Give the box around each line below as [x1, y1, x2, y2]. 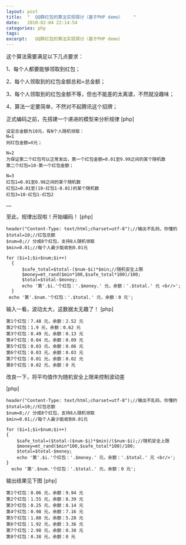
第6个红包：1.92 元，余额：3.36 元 [6, 521, 84, 527]
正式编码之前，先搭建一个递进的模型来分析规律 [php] [6, 115, 134, 123]
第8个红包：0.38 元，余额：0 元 [6, 534, 76, 540]
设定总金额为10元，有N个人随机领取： [6, 128, 84, 134]
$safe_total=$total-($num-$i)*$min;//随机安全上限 [21, 266, 144, 272]
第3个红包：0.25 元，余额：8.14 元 [6, 503, 84, 508]
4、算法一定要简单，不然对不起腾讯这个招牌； [6, 103, 118, 110]
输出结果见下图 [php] [6, 477, 57, 484]
